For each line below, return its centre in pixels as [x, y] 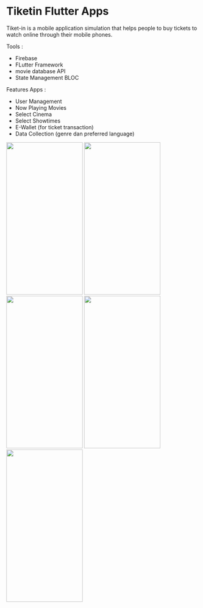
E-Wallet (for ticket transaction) [54, 127]
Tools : [15, 46]
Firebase [26, 58]
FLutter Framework [39, 65]
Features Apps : [26, 89]
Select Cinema [34, 114]
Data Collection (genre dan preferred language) [75, 134]
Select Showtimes [38, 121]
